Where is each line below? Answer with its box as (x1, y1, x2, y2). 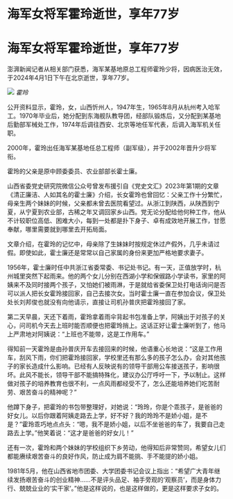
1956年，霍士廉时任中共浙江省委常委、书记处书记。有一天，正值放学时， (7, 263, 216, 272)
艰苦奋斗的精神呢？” (19, 388, 78, 396)
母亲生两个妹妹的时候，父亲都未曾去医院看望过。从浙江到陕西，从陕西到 (7, 199, 214, 208)
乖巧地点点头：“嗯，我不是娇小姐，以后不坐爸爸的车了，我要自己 (34, 420, 220, 428)
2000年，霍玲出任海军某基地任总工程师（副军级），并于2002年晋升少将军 (7, 143, 217, 152)
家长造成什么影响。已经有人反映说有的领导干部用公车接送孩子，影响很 (19, 362, 220, 371)
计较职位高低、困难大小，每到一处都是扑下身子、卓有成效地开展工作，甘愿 (12, 216, 226, 225)
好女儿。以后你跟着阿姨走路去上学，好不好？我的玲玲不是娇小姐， (7, 412, 196, 420)
